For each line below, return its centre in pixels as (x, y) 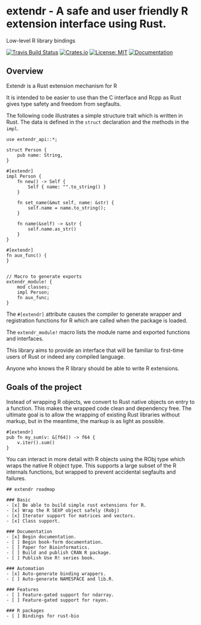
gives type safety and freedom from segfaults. (64, 104)
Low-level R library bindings (41, 40)
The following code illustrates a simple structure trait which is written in (95, 115)
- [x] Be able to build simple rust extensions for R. (76, 505)
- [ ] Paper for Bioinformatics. (48, 547)
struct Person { (26, 150)
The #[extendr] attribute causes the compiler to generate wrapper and (94, 314)
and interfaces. (25, 338)
